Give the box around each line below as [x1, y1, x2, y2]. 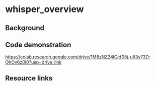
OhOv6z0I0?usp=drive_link [5, 59, 62, 65]
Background [5, 24, 44, 32]
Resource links [5, 74, 53, 82]
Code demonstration [5, 40, 71, 49]
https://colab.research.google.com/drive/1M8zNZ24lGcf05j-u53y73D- [5, 54, 151, 60]
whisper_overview [5, 4, 84, 15]
